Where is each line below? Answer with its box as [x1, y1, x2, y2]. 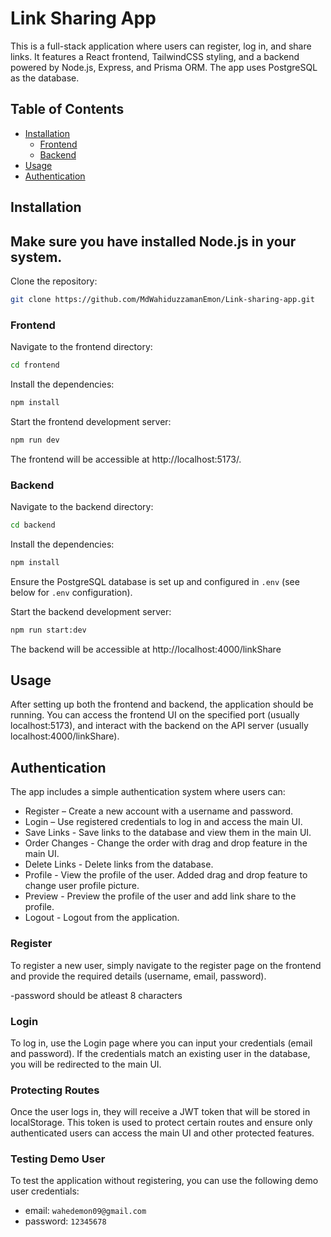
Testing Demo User [10, 1152, 106, 1166]
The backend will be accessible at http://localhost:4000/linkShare [10, 643, 282, 655]
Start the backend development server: [10, 605, 172, 617]
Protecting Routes [10, 1083, 100, 1097]
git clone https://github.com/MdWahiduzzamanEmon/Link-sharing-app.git [10, 294, 315, 304]
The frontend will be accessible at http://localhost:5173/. [10, 453, 242, 465]
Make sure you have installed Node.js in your [10, 233, 297, 250]
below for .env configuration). [10, 586, 133, 598]
